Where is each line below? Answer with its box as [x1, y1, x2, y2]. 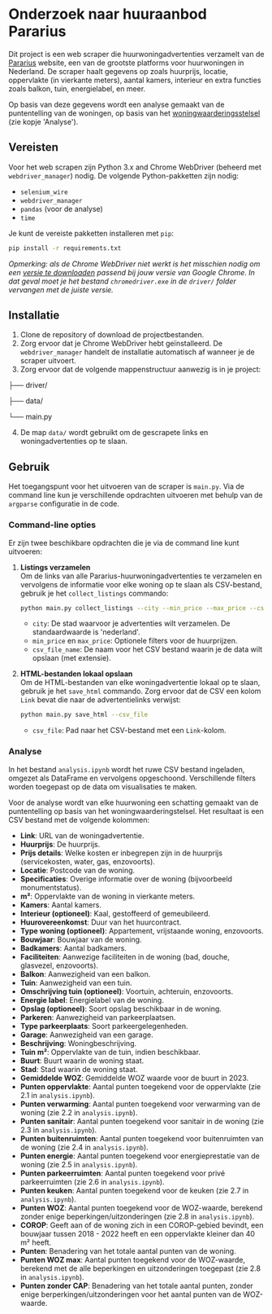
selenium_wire [19, 188, 68, 196]
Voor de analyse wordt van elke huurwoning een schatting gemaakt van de [8, 798, 259, 807]
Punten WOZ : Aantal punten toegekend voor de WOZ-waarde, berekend [19, 1202, 263, 1212]
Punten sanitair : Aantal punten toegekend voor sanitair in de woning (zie [19, 1116, 264, 1126]
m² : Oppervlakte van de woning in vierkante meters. [19, 891, 196, 901]
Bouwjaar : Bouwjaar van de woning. [19, 934, 142, 944]
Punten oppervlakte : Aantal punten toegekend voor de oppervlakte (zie [19, 1081, 261, 1092]
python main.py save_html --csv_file [19, 710, 149, 719]
